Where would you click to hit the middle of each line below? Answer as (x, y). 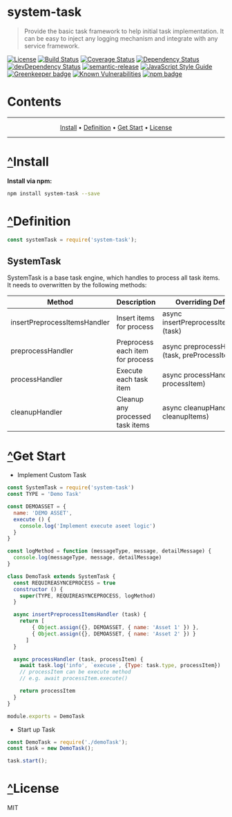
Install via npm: (30, 181)
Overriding (193, 302)
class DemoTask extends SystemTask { (61, 576)
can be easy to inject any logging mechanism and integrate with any (121, 38)
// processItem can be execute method (75, 672)
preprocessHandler (42, 351)
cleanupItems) (185, 416)
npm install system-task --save (54, 193)
